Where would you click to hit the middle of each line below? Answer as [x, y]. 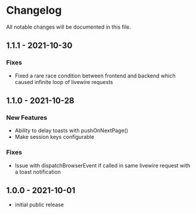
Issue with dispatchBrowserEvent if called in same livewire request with [102, 165]
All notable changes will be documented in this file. [69, 27]
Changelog [34, 10]
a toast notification [38, 172]
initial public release [39, 205]
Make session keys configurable [54, 137]
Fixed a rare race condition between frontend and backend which [95, 76]
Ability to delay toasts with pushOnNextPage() [71, 131]
